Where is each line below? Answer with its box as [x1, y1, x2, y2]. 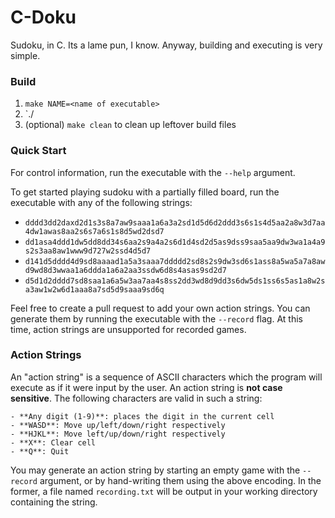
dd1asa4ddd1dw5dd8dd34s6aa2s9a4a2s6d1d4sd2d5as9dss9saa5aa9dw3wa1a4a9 [24, 237, 326, 247]
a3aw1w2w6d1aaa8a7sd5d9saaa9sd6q [24, 284, 165, 295]
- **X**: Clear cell [10, 437, 97, 448]
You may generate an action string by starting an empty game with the [10, 464, 301, 476]
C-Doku [10, 6, 77, 29]
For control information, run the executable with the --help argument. [10, 166, 296, 178]
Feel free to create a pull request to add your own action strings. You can [10, 302, 311, 314]
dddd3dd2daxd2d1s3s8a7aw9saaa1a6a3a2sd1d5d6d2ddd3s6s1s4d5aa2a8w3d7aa [24, 217, 326, 228]
